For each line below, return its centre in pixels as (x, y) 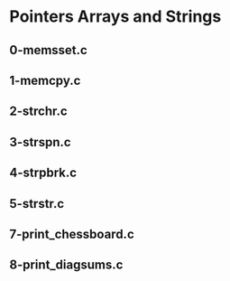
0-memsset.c (48, 50)
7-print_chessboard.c (72, 234)
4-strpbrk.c (43, 173)
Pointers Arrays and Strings (115, 17)
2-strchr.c (38, 112)
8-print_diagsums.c (66, 265)
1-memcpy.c (45, 80)
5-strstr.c (37, 204)
